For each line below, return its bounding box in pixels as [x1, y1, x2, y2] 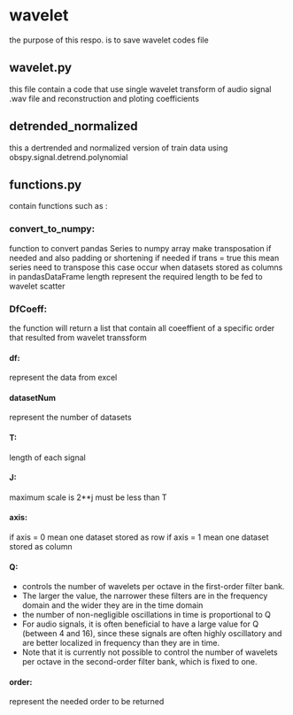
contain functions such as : [9, 201, 108, 211]
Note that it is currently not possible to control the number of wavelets [21, 647, 278, 657]
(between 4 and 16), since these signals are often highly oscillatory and [21, 628, 282, 639]
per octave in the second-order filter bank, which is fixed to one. [21, 657, 258, 667]
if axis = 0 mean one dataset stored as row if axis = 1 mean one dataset [9, 532, 269, 542]
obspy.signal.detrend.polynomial [9, 151, 128, 162]
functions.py [9, 177, 82, 192]
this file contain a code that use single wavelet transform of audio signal [9, 83, 272, 94]
